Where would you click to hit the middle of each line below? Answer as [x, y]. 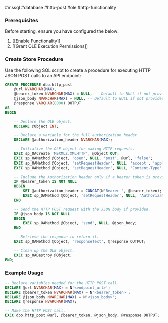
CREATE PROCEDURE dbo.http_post [39, 85]
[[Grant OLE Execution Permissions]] [50, 46]
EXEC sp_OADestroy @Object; [43, 255]
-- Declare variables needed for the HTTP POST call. [62, 283]
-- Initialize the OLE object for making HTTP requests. [75, 149]
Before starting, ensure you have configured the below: [62, 31]
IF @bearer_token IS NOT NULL [46, 182]
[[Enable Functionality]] [36, 41]
